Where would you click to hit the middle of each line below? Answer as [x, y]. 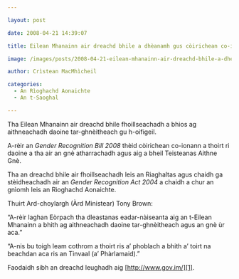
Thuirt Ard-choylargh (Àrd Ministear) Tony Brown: [80, 203]
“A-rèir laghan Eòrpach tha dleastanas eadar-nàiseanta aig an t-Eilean [110, 217]
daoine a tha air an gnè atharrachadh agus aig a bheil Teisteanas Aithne [112, 153]
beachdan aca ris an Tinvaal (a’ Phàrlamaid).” [74, 253]
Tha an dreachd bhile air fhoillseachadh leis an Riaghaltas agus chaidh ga [115, 174]
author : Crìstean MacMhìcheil [52, 72]
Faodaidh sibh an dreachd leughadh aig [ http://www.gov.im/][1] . [101, 267]
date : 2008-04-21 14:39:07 [47, 33]
